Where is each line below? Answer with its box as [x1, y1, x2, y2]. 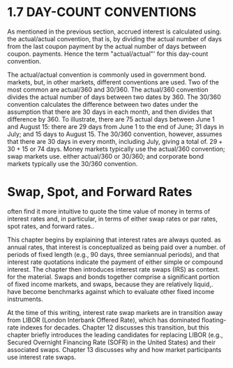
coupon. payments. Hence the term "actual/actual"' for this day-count [7, 50, 209, 58]
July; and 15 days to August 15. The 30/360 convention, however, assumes [7, 130, 223, 138]
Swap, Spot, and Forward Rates [7, 184, 193, 200]
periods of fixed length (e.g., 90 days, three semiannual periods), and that [7, 250, 220, 258]
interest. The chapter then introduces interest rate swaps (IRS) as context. [7, 265, 220, 273]
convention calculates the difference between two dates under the [7, 100, 199, 108]
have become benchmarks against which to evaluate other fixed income [7, 287, 215, 295]
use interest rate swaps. [7, 353, 77, 361]
